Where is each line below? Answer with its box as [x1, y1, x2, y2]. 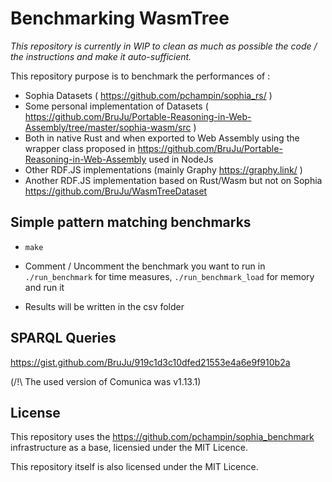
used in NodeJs [148, 153, 214, 165]
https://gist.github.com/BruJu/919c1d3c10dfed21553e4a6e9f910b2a [10, 356, 291, 368]
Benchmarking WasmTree [10, 7, 230, 30]
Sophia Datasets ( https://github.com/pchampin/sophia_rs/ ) [24, 89, 273, 101]
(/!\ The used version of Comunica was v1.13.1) [10, 375, 202, 387]
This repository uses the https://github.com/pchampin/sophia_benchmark [10, 431, 315, 443]
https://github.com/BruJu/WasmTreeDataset [24, 185, 208, 197]
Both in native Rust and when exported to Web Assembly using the [24, 132, 300, 144]
